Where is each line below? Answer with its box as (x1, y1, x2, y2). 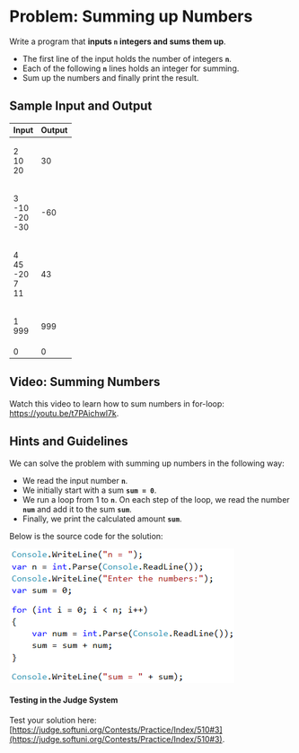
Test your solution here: (9, 714, 97, 725)
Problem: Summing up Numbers (9, 6, 253, 27)
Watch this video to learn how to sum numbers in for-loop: (9, 398, 224, 409)
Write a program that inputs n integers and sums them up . (9, 36, 226, 47)
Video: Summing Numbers (9, 374, 161, 390)
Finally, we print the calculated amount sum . (22, 513, 182, 524)
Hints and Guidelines (9, 433, 128, 450)
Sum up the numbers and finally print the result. (22, 72, 199, 83)
